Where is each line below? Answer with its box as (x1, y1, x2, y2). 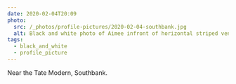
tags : (7, 36, 23, 43)
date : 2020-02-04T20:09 (7, 10, 77, 17)
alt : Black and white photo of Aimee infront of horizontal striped (13, 29, 218, 37)
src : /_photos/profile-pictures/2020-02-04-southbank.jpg (13, 23, 188, 30)
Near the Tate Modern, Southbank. (7, 68, 107, 77)
